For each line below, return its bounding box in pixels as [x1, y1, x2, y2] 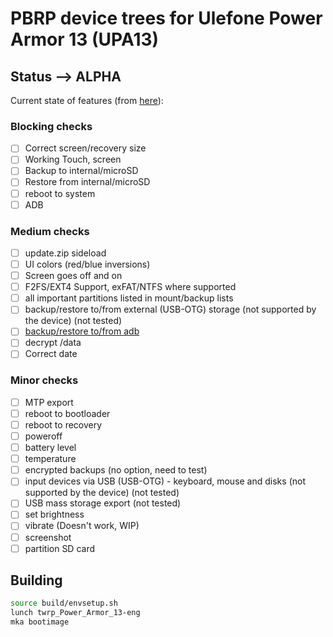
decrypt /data [24, 337, 82, 349]
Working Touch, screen [24, 153, 122, 166]
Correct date [24, 348, 78, 360]
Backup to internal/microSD [24, 165, 139, 177]
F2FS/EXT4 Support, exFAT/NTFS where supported [24, 281, 237, 293]
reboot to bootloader [24, 407, 111, 419]
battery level [24, 442, 77, 454]
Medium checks [10, 224, 90, 238]
